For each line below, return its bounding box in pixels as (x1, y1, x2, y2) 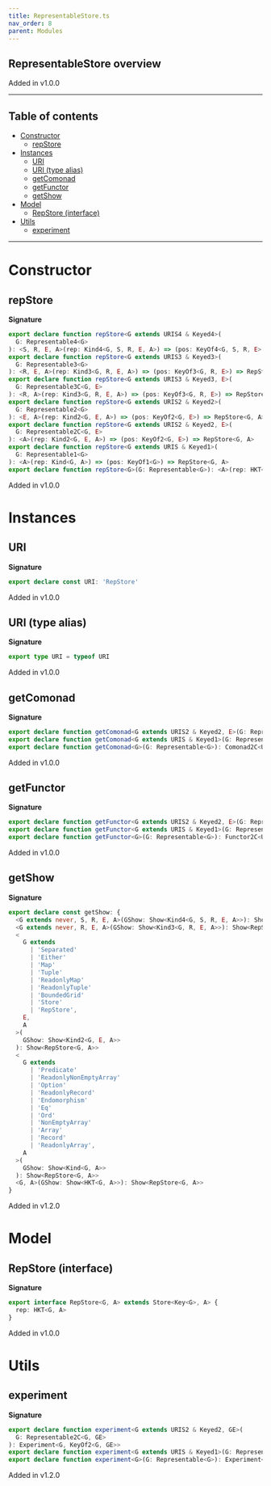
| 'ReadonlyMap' (29, 976, 85, 984)
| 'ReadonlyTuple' (29, 983, 92, 991)
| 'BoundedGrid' (29, 991, 85, 999)
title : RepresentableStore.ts (8, 11, 110, 20)
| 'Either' (29, 953, 67, 962)
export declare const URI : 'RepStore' (8, 577, 139, 586)
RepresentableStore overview (8, 57, 161, 70)
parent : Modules (8, 27, 63, 35)
